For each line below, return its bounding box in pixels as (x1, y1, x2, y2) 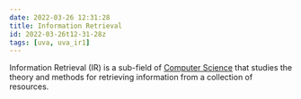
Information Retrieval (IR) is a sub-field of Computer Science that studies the (9, 62, 293, 73)
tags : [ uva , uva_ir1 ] (9, 37, 91, 47)
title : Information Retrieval (9, 21, 123, 30)
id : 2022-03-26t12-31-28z (9, 29, 106, 38)
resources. (9, 81, 49, 92)
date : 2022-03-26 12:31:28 (9, 12, 111, 22)
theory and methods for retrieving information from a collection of (9, 72, 253, 83)
